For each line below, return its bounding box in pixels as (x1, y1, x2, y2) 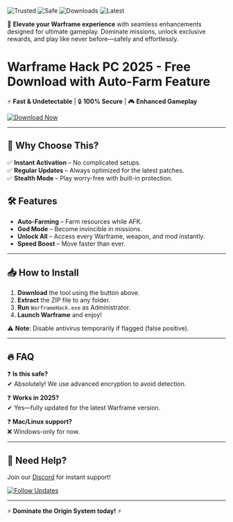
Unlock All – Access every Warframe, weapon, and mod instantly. (17, 232, 205, 240)
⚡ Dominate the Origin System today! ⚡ (7, 507, 122, 515)
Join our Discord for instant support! (7, 473, 111, 481)
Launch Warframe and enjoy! (17, 311, 103, 319)
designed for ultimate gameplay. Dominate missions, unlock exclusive (7, 28, 206, 35)
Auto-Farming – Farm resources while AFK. (17, 217, 143, 226)
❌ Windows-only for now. (7, 428, 80, 436)
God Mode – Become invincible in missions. (17, 224, 142, 233)
